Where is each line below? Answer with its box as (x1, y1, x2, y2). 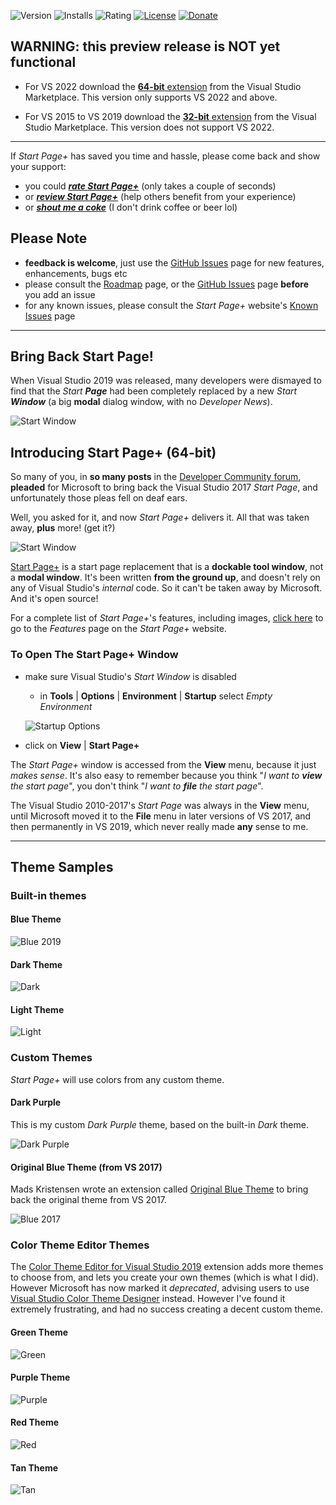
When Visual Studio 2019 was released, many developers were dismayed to (10, 375, 322, 387)
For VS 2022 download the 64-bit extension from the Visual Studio (24, 80, 302, 92)
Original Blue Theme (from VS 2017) (10, 1161, 163, 1173)
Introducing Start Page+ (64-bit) (10, 444, 217, 461)
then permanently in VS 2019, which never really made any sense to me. (10, 820, 309, 832)
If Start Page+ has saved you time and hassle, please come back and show (10, 150, 321, 162)
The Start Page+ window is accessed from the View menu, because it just (10, 758, 317, 770)
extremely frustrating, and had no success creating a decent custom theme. (10, 1303, 323, 1315)
